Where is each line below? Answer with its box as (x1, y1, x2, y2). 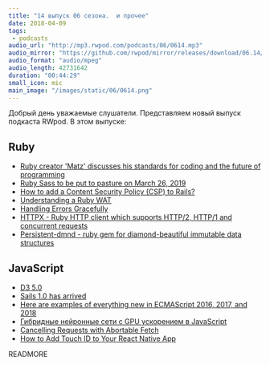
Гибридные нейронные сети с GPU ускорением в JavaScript (19, 317, 227, 326)
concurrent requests (19, 221, 88, 231)
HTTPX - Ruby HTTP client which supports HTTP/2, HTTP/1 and (19, 213, 233, 222)
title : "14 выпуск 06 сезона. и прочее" (8, 11, 149, 20)
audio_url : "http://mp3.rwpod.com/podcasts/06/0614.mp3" (8, 42, 203, 50)
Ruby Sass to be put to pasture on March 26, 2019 (19, 178, 186, 189)
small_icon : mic (8, 79, 63, 87)
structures (19, 238, 55, 248)
